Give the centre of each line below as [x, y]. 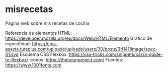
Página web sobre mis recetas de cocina [47, 23]
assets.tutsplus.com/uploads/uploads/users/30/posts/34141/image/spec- [81, 49]
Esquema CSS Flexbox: [44, 54]
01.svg [12, 54]
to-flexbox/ [17, 59]
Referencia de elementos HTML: [38, 33]
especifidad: [18, 43]
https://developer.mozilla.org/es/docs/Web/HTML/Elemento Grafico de [79, 38]
